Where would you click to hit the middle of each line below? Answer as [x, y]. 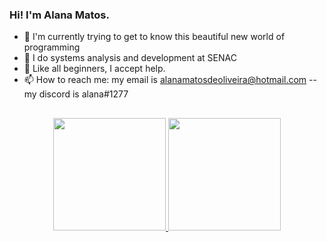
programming [52, 47]
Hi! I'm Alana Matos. [59, 15]
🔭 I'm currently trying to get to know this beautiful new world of [154, 37]
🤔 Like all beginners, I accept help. [94, 69]
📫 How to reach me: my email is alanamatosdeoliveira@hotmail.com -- [170, 80]
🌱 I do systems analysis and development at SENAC [130, 58]
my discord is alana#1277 [76, 94]
